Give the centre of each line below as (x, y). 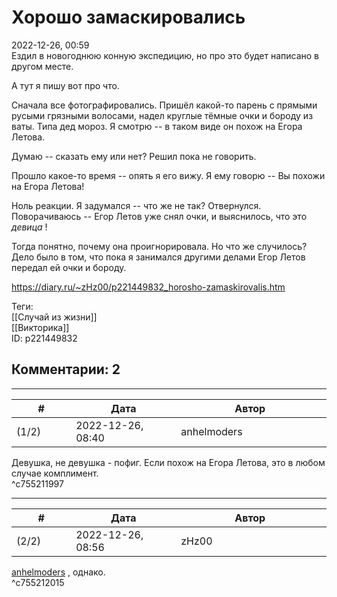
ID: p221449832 (44, 338)
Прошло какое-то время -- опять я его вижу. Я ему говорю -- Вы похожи (168, 175)
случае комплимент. (55, 473)
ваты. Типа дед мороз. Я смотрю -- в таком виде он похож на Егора (157, 126)
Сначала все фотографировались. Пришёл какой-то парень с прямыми (164, 105)
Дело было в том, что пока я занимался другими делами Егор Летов (158, 257)
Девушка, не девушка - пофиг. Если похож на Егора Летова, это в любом (168, 462)
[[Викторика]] (40, 327)
